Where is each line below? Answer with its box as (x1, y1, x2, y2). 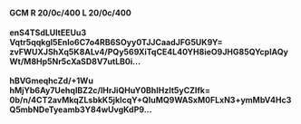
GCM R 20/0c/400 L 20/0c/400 (9, 7, 131, 18)
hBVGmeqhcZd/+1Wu (9, 75, 93, 86)
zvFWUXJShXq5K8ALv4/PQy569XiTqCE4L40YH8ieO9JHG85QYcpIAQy (9, 46, 288, 58)
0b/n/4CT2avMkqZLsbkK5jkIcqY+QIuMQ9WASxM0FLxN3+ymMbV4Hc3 (9, 95, 292, 106)
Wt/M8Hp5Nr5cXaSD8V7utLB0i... (9, 56, 141, 67)
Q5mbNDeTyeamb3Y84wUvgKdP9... (9, 104, 152, 115)
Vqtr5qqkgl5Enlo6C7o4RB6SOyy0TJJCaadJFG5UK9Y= (9, 37, 223, 48)
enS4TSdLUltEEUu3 (9, 27, 87, 38)
